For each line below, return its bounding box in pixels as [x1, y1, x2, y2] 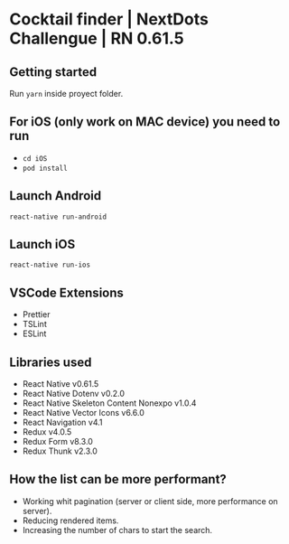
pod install [22, 164, 68, 173]
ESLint [22, 328, 47, 339]
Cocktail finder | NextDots [9, 9, 210, 30]
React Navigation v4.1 [22, 417, 103, 428]
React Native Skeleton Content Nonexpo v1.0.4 [22, 398, 197, 408]
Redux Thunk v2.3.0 [22, 446, 98, 456]
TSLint [22, 319, 47, 330]
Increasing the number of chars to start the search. [22, 524, 213, 535]
